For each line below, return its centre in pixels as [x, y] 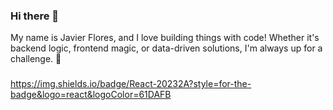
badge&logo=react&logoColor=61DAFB [91, 95]
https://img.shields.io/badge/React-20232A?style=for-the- [131, 84]
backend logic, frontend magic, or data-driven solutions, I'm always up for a [166, 48]
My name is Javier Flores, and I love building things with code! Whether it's [165, 38]
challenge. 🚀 [36, 59]
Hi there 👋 [35, 16]
